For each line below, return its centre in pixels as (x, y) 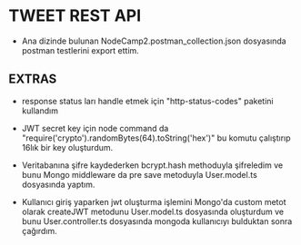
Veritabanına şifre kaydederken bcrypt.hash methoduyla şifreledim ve (152, 165)
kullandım (40, 111)
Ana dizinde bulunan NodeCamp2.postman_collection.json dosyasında (154, 41)
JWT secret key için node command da (95, 128)
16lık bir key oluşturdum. (67, 147)
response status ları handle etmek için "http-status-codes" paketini (147, 101)
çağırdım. (40, 230)
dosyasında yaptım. (58, 184)
